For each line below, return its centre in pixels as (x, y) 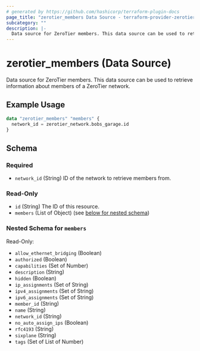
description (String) (39, 272)
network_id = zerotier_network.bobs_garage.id (70, 124)
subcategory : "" (26, 23)
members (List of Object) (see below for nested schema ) (82, 213)
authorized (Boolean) (41, 259)
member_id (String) (37, 303)
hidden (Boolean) (35, 278)
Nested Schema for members (46, 228)
